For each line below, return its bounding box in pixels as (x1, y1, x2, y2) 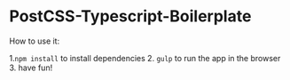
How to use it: (9, 36, 60, 46)
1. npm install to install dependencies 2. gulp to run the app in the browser (9, 52, 281, 63)
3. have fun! (9, 62, 53, 73)
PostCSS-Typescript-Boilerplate (9, 6, 252, 27)
